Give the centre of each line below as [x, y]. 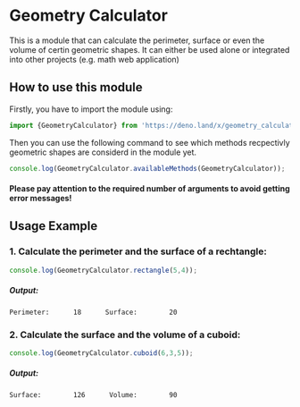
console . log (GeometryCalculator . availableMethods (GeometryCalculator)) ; [147, 168]
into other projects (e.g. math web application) [95, 59]
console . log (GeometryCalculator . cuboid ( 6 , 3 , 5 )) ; [101, 353]
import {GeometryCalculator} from [74, 125]
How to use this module [76, 87]
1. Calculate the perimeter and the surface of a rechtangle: [138, 251]
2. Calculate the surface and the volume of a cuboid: [125, 335]
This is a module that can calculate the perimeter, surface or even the [137, 40]
